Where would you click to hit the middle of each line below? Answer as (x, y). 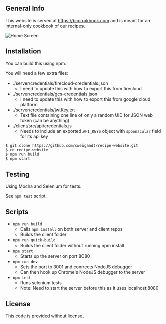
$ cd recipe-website (27, 150)
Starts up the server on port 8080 (55, 256)
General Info (25, 8)
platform (29, 104)
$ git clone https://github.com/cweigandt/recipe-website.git (72, 145)
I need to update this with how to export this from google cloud (85, 99)
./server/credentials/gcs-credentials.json (55, 94)
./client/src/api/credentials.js (42, 126)
